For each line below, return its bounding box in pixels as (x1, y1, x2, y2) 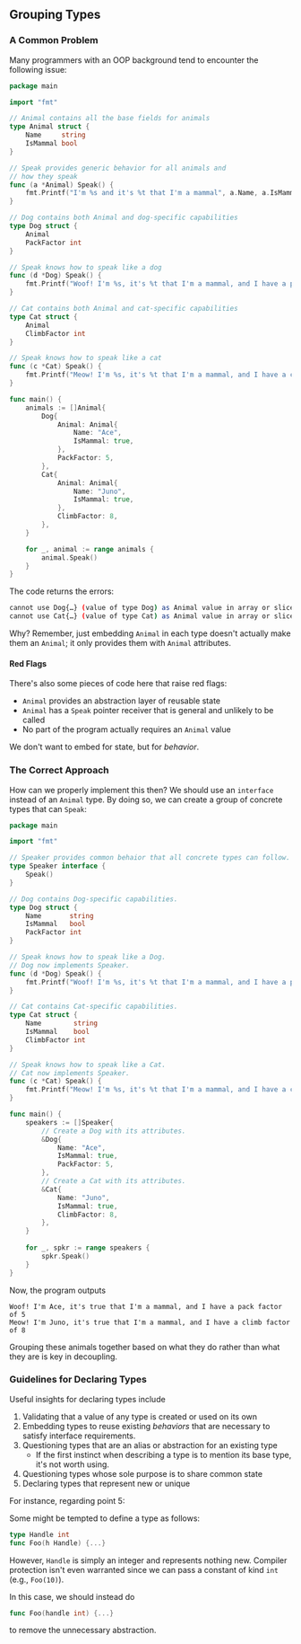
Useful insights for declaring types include (9, 1393, 166, 1404)
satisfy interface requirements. (21, 1430, 136, 1441)
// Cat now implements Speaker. (9, 1068, 130, 1077)
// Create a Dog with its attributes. (41, 1127, 186, 1136)
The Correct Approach (9, 764, 109, 776)
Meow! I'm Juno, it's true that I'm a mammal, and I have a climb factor (9, 1318, 291, 1327)
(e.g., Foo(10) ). (9, 1574, 64, 1585)
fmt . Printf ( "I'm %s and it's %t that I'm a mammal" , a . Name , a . (25, 189, 271, 198)
